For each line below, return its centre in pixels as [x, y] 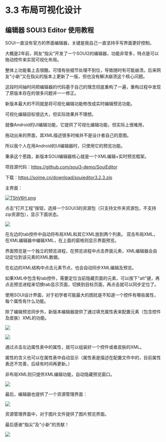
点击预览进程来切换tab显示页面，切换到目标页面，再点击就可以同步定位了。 [82, 284]
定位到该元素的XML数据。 [36, 257]
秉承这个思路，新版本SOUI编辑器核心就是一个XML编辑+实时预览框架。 [77, 156]
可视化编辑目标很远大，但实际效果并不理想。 [51, 114]
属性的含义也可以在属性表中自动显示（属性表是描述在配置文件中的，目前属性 [83, 357]
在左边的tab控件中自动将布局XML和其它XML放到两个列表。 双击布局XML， [82, 234]
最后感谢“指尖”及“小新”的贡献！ [37, 424]
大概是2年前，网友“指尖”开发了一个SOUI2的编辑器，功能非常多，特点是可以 [82, 53]
